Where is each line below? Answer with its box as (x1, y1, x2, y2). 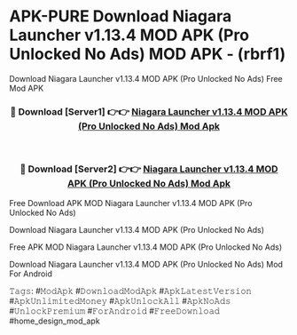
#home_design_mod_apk (9, 315, 100, 326)
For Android (9, 268, 53, 279)
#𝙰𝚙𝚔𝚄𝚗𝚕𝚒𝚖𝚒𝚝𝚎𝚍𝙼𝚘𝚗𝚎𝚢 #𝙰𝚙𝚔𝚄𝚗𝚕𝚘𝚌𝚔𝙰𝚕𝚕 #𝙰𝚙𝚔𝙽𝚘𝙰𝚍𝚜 (9, 295, 231, 306)
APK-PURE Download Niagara (9, 6, 232, 27)
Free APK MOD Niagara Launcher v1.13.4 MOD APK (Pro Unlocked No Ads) (9, 242, 283, 252)
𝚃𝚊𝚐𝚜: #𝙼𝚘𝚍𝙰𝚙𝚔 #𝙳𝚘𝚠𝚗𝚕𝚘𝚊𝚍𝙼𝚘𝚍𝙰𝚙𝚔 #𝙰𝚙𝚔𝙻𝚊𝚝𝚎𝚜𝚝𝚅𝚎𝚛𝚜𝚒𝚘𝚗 (9, 285, 253, 296)
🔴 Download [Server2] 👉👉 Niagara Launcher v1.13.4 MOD (20, 163, 278, 175)
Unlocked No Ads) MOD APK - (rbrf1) (9, 44, 286, 64)
